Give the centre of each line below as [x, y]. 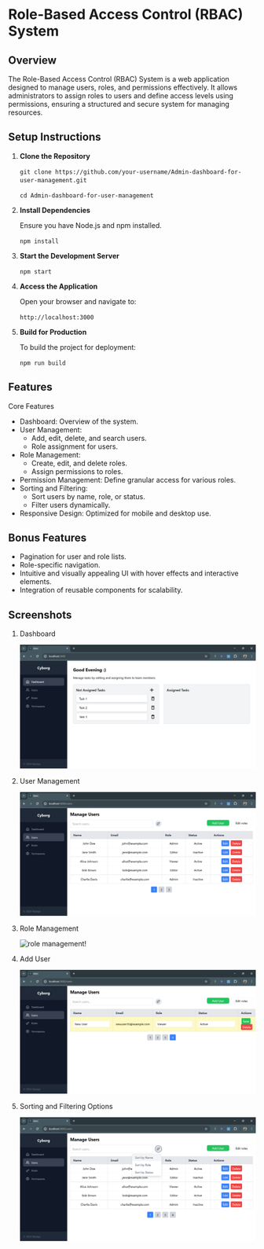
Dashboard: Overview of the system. [79, 421]
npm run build [42, 363]
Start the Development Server [70, 255]
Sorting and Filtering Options [66, 1106]
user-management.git [53, 180]
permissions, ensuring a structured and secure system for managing [119, 104]
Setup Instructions [55, 137]
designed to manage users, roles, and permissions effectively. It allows [123, 87]
